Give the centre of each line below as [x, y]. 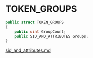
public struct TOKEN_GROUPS [35, 22]
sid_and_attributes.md [28, 50]
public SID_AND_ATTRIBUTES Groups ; [52, 36]
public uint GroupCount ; [40, 32]
